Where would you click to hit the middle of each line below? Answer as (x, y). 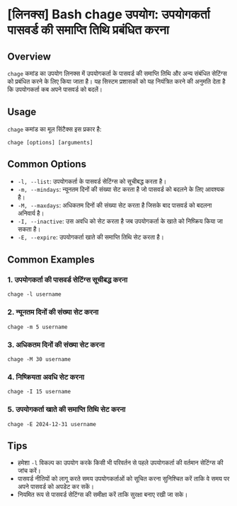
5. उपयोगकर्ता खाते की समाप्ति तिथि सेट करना (67, 410)
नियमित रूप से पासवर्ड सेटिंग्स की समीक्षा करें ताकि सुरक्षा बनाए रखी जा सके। (103, 495)
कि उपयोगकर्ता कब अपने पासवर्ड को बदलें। (55, 89)
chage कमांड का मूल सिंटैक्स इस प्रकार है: (54, 129)
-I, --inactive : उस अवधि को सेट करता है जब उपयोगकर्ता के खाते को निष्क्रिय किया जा (120, 221)
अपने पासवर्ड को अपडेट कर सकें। (56, 487)
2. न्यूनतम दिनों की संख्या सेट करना (53, 312)
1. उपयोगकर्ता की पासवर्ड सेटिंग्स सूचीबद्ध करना (68, 280)
